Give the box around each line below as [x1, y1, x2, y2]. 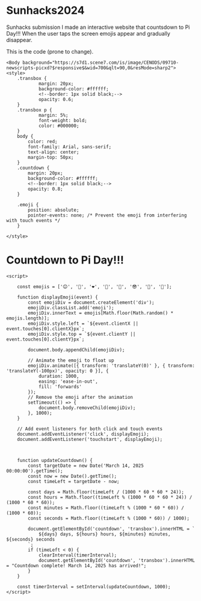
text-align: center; [28, 149, 79, 155]
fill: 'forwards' [38, 383, 82, 390]
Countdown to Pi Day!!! [6, 253, 125, 267]
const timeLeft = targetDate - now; [28, 478, 120, 484]
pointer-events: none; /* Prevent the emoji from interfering [28, 212, 187, 218]
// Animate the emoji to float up [28, 357, 114, 363]
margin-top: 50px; [28, 154, 74, 160]
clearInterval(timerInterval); [38, 552, 117, 558]
